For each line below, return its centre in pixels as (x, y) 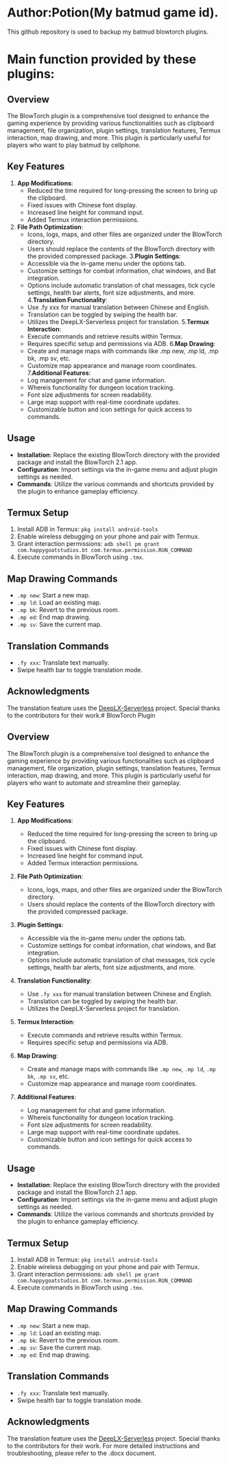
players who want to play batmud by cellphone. (74, 145)
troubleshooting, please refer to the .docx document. (82, 1453)
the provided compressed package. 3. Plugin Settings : (104, 256)
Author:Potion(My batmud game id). (113, 13)
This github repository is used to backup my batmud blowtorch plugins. (108, 32)
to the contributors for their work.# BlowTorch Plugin (81, 715)
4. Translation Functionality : (67, 299)
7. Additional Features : (59, 373)
